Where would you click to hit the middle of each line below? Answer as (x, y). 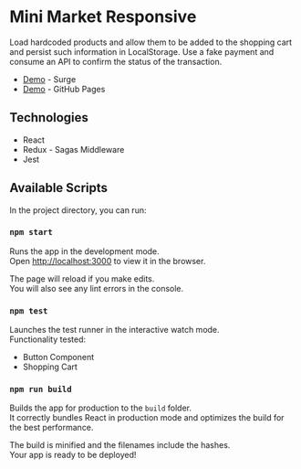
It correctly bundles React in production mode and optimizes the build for (147, 418)
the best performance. (52, 428)
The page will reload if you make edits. (82, 278)
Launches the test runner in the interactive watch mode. (115, 330)
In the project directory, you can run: (78, 210)
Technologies (49, 117)
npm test (29, 311)
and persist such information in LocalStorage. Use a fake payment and (142, 51)
